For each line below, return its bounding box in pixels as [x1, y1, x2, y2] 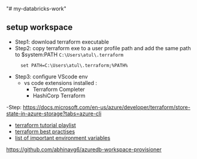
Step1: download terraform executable [14, 38, 110, 45]
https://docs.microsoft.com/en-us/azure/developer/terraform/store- [23, 103, 190, 111]
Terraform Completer [32, 85, 85, 93]
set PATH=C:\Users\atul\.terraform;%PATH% [20, 62, 128, 68]
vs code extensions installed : [23, 79, 98, 86]
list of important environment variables [14, 134, 111, 141]
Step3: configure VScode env [14, 73, 88, 80]
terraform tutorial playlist [14, 121, 76, 129]
